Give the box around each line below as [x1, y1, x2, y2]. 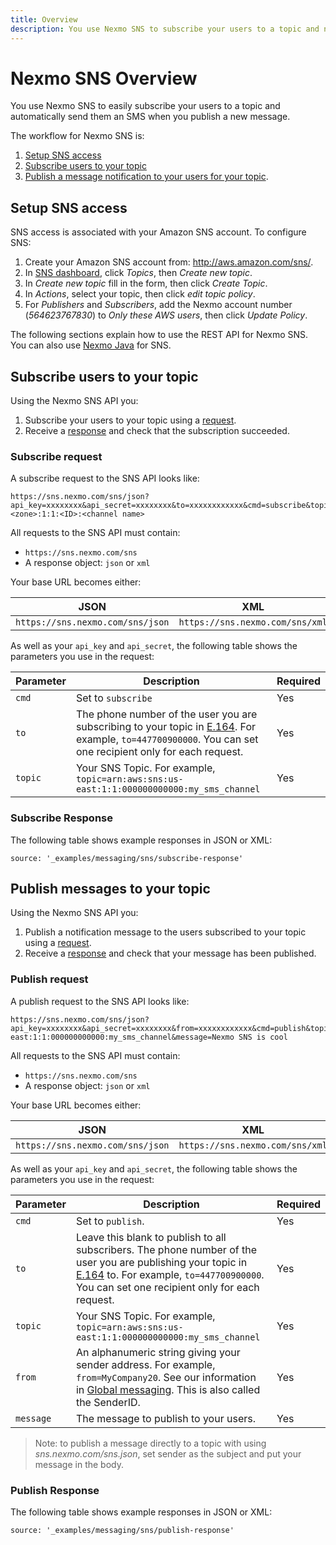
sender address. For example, [75, 1357, 216, 1371]
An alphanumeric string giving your [75, 1345, 241, 1359]
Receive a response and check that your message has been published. [24, 947, 317, 960]
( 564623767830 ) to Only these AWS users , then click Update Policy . [24, 309, 308, 321]
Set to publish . [75, 1214, 145, 1228]
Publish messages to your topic [10, 881, 211, 898]
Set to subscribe [75, 691, 153, 705]
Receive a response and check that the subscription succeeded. [24, 425, 290, 437]
